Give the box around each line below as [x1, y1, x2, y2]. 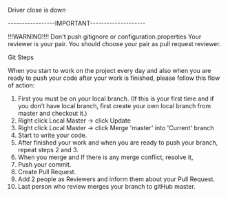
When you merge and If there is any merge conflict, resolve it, [17, 153, 194, 161]
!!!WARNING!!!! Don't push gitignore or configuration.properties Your [8, 32, 202, 41]
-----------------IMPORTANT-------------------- [8, 19, 146, 27]
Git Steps [8, 53, 34, 61]
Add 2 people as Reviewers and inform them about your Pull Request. [17, 175, 216, 183]
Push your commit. [17, 160, 72, 168]
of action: [8, 81, 35, 89]
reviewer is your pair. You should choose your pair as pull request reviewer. [8, 40, 221, 48]
